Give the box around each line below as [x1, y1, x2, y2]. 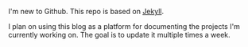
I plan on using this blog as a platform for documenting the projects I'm [8, 22, 241, 31]
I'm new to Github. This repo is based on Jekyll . [8, 7, 165, 16]
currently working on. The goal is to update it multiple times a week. [8, 31, 231, 39]
